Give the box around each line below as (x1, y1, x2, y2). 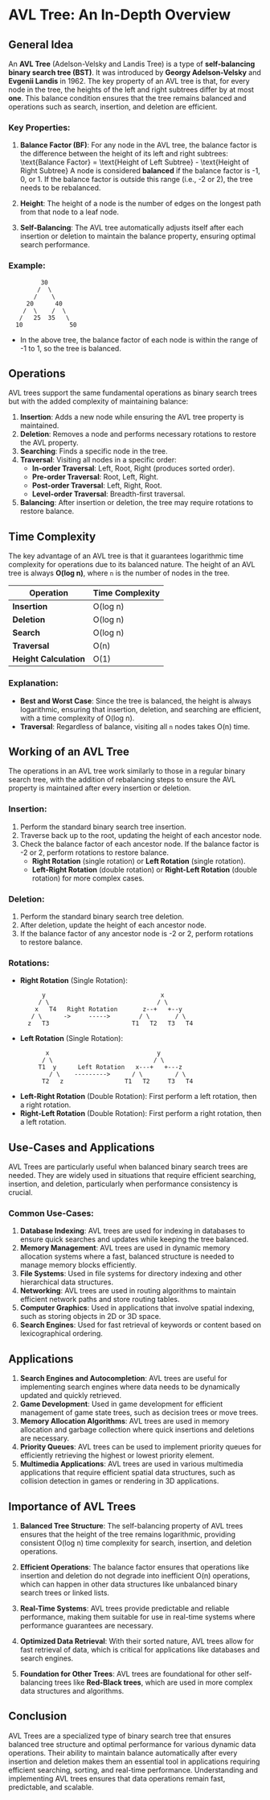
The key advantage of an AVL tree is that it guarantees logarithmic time (8, 551, 243, 561)
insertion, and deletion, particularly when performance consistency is (8, 1179, 239, 1189)
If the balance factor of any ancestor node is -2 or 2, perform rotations (19, 928, 254, 938)
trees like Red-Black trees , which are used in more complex (55, 1678, 253, 1687)
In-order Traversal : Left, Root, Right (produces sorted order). (31, 463, 235, 473)
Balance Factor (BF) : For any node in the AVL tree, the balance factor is (19, 140, 257, 150)
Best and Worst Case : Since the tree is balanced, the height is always (19, 695, 252, 706)
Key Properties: (8, 122, 71, 133)
